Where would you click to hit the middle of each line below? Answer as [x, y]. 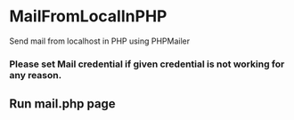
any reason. [36, 75]
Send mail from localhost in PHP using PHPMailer [100, 41]
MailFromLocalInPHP [88, 16]
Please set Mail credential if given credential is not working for [147, 64]
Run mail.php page [62, 104]
